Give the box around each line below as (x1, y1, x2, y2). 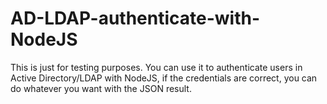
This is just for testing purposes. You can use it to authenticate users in (10, 61, 303, 73)
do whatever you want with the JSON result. (10, 82, 192, 94)
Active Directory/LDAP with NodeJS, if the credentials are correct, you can (10, 72, 318, 84)
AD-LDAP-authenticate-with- (10, 7, 261, 30)
